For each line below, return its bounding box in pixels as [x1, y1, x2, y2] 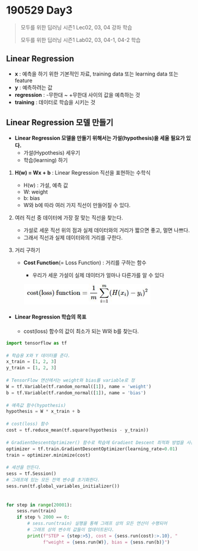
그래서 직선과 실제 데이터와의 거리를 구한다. [23, 234, 123, 241]
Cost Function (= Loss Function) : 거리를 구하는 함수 [23, 259, 147, 266]
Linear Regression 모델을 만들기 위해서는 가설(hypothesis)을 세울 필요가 [14, 134, 185, 142]
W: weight [23, 188, 48, 195]
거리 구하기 [14, 246, 41, 254]
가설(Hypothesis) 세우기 [23, 149, 81, 156]
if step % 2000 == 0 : [16, 514, 70, 520]
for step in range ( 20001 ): [6, 502, 72, 508]
